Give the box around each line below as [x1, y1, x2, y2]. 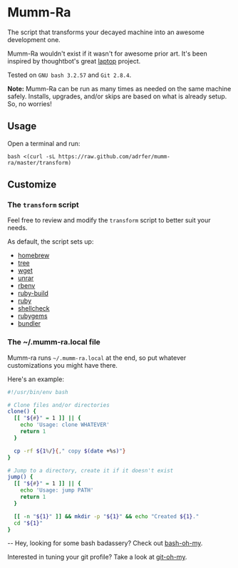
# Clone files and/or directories [7, 401, 110, 408]
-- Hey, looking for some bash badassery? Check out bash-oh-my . [7, 539, 203, 547]
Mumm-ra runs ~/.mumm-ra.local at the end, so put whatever [7, 353, 187, 362]
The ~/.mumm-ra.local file [7, 337, 101, 347]
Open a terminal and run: [7, 139, 81, 148]
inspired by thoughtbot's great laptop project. [7, 56, 141, 65]
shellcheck [17, 304, 50, 313]
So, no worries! [7, 99, 52, 108]
